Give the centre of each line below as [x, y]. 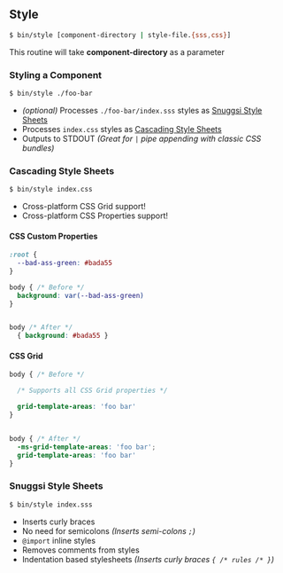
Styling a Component [56, 75]
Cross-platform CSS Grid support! [84, 207]
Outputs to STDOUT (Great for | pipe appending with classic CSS [141, 138]
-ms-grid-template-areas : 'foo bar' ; [87, 447]
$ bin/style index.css [51, 190]
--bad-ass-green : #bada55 [65, 263]
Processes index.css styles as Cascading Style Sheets [122, 129]
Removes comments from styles [80, 550]
